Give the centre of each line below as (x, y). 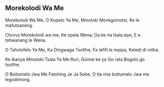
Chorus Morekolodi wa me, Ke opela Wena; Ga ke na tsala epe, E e (73, 35)
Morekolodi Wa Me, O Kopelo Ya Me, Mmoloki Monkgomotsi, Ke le (72, 20)
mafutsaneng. (19, 25)
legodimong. (18, 79)
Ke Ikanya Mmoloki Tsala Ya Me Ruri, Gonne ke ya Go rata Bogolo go (75, 59)
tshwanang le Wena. (26, 40)
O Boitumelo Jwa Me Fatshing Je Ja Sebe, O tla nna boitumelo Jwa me (77, 74)
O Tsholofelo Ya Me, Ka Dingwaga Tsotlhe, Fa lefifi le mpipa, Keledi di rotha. (82, 49)
